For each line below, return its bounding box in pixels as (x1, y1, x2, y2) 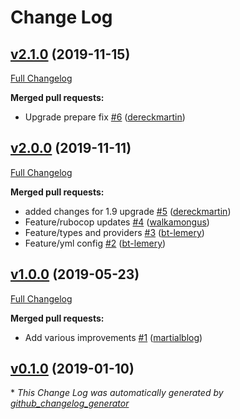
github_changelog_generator (10, 397, 130, 410)
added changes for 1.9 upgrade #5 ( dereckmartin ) (24, 205, 232, 217)
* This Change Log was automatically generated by (10, 387, 224, 399)
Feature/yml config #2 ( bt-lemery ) (24, 237, 167, 249)
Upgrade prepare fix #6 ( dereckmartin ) (24, 111, 186, 123)
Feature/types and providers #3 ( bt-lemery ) (24, 226, 205, 238)
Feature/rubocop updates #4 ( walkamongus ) (24, 216, 210, 228)
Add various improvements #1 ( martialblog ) (24, 331, 203, 343)
